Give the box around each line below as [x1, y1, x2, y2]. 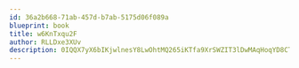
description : [9, 46, 58, 55]
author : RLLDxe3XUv [9, 37, 82, 47]
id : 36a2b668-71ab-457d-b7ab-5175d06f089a [9, 12, 169, 22]
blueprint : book [9, 21, 69, 30]
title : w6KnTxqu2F [9, 29, 77, 38]
